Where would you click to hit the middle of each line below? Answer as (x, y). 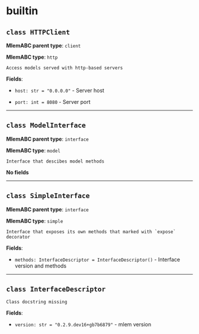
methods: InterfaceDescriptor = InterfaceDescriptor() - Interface (97, 259)
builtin (22, 11)
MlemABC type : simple (35, 221)
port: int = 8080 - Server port (52, 102)
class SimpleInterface (48, 196)
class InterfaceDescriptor (56, 289)
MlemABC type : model (33, 150)
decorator (18, 237)
